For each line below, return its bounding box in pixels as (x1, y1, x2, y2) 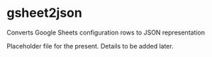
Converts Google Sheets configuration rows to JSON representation (6, 28, 206, 37)
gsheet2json (6, 5, 82, 21)
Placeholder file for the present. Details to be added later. (6, 42, 174, 50)
